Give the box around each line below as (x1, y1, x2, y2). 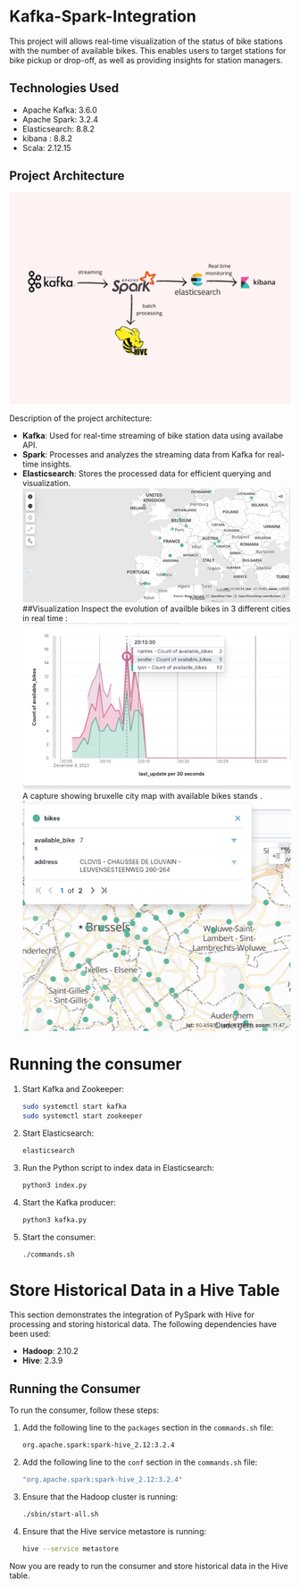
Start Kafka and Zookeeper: (21, 1084, 125, 1095)
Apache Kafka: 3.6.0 (21, 105, 98, 115)
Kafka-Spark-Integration (9, 6, 196, 27)
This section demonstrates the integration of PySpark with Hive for (9, 1309, 254, 1320)
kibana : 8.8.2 (21, 132, 73, 144)
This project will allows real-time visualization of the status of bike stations (9, 36, 283, 46)
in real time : (21, 613, 69, 624)
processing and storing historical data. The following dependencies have (9, 1319, 277, 1330)
